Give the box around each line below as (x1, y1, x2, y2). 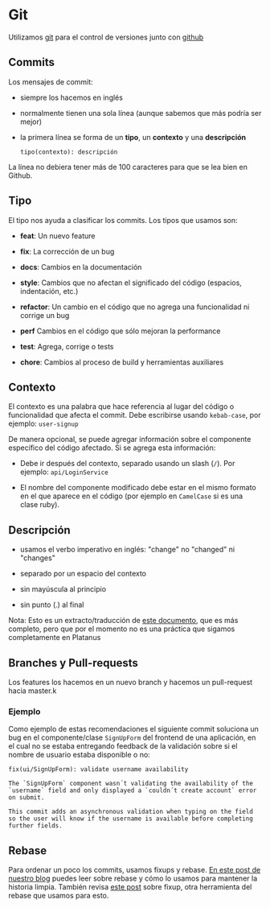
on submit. (8, 794, 45, 802)
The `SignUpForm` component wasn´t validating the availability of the (8, 779, 253, 788)
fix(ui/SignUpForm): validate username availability (8, 766, 189, 774)
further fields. (8, 822, 63, 830)
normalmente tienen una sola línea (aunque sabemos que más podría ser (19, 108, 262, 118)
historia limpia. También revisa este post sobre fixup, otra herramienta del (8, 882, 252, 892)
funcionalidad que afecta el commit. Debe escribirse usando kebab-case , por (8, 411, 261, 420)
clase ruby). (19, 500, 60, 510)
